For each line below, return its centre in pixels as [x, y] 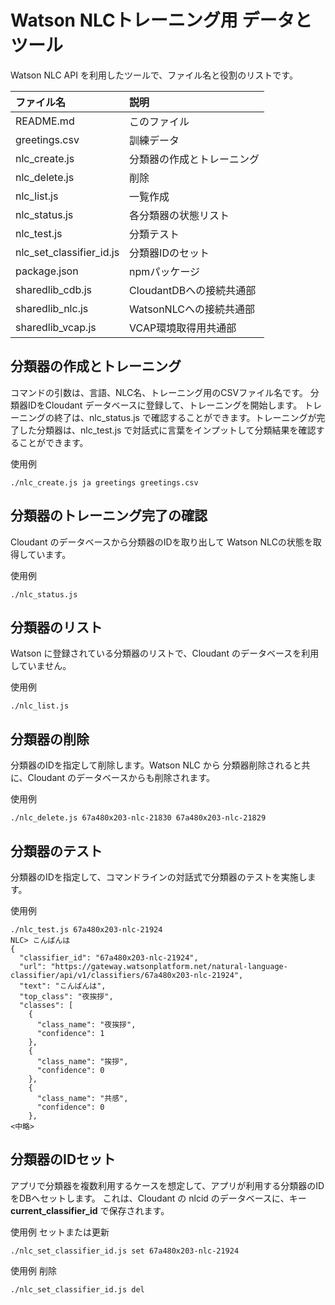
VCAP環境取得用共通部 [183, 328]
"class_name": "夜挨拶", [86, 1025]
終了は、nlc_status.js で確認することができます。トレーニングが [185, 417]
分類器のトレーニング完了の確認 [109, 516]
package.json [47, 271]
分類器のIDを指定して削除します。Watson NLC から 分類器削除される [151, 765]
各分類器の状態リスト [179, 215]
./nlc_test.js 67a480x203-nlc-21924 [86, 930]
